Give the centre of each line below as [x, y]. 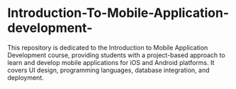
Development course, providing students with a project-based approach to [116, 55]
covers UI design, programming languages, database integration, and [109, 70]
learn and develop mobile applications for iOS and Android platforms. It [111, 62]
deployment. [26, 77]
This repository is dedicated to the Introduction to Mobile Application [108, 47]
